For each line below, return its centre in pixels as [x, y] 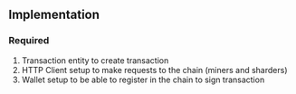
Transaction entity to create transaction [95, 60]
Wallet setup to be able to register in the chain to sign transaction [143, 80]
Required [29, 41]
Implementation [54, 15]
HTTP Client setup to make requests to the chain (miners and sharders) [154, 70]
